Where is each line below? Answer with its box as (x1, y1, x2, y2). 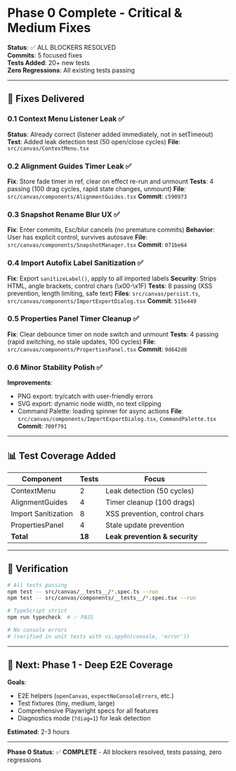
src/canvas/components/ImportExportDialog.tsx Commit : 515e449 (7, 297, 197, 305)
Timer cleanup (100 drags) (105, 497, 195, 507)
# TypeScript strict (7, 607, 68, 614)
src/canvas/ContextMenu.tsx (7, 145, 90, 152)
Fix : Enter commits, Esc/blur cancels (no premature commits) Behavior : (7, 226, 215, 234)
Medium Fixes (7, 20, 91, 36)
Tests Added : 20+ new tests (7, 58, 90, 67)
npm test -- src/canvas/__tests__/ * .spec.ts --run (7, 588, 159, 595)
